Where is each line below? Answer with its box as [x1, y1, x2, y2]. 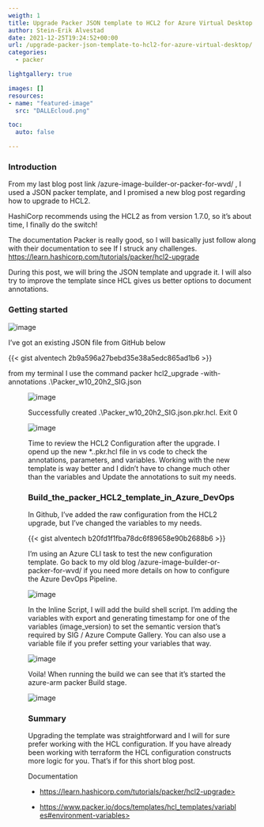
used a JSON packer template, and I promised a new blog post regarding [8, 188, 246, 197]
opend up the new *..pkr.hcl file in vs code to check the [28, 446, 208, 456]
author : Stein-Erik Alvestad [8, 26, 104, 34]
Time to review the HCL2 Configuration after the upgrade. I [28, 438, 220, 448]
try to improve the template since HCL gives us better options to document [8, 276, 251, 285]
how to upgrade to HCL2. [8, 196, 91, 206]
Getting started [8, 304, 69, 316]
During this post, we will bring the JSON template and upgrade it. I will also [8, 267, 251, 278]
